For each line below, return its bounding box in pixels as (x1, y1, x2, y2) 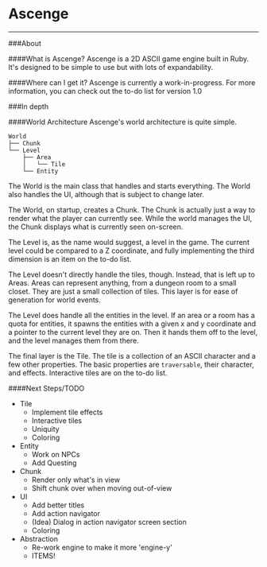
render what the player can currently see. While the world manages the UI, (8, 213, 253, 223)
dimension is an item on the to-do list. (8, 254, 132, 263)
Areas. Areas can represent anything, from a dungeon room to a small (8, 278, 237, 287)
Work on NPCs (31, 449, 80, 459)
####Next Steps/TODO (8, 383, 85, 393)
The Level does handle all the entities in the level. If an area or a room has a (8, 310, 256, 320)
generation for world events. (8, 295, 102, 305)
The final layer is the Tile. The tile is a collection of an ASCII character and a (8, 351, 256, 360)
